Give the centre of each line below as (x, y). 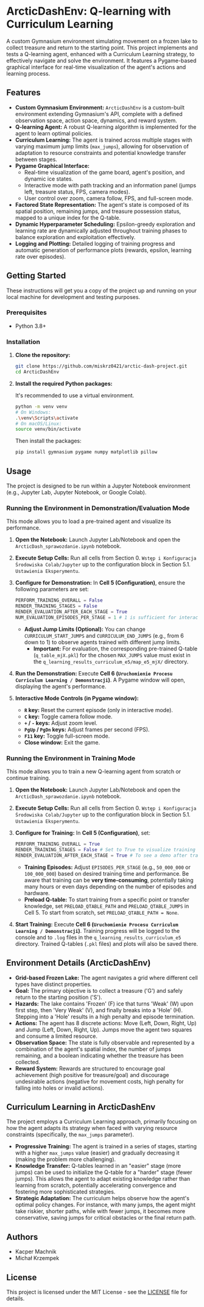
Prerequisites (26, 312)
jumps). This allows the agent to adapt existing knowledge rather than (103, 1179)
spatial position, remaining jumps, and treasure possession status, (98, 211)
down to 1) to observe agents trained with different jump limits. (103, 642)
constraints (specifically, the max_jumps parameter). (70, 1135)
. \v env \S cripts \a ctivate (47, 418)
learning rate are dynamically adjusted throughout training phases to (101, 231)
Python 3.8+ (31, 326)
